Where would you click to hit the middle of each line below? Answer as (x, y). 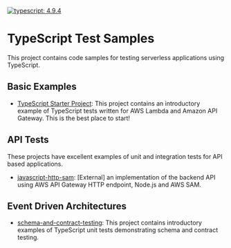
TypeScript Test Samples (81, 39)
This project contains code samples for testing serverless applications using (116, 57)
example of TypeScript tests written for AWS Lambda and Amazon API (117, 111)
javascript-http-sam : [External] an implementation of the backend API (116, 177)
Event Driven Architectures (67, 206)
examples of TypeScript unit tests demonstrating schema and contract (118, 230)
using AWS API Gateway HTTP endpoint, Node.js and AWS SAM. (109, 184)
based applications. (35, 164)
